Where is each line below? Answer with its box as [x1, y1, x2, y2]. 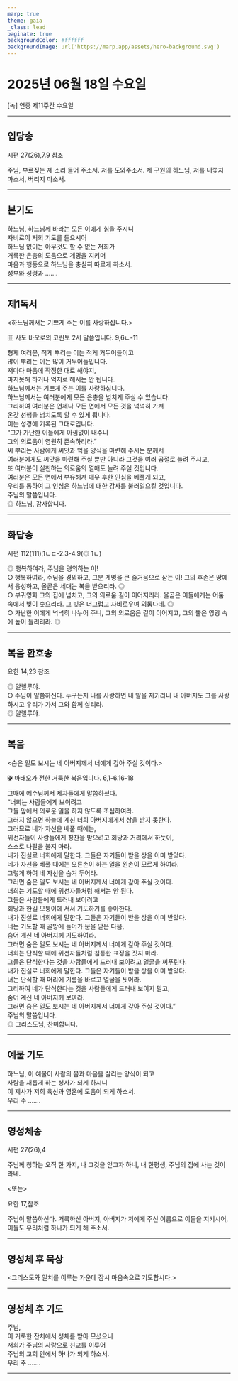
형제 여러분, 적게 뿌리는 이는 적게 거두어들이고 [7, 349, 135, 357]
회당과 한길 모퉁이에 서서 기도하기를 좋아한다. [7, 904, 132, 913]
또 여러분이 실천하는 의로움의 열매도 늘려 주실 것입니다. [7, 464, 159, 472]
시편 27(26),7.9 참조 [7, 151, 64, 159]
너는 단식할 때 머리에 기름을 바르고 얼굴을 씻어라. [7, 975, 142, 984]
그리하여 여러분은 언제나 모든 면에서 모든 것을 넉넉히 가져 [7, 402, 164, 411]
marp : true [7, 10, 40, 18]
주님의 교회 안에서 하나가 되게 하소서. [7, 1350, 110, 1358]
